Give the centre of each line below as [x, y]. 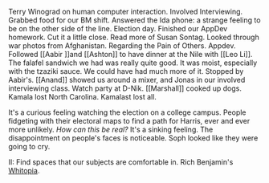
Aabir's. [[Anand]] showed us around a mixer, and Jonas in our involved [127, 80]
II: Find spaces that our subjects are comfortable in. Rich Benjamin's [121, 162]
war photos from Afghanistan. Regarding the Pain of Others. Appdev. [122, 46]
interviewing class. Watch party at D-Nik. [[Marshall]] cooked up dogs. [125, 88]
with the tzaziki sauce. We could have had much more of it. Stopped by [126, 71]
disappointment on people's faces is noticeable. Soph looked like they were [133, 138]
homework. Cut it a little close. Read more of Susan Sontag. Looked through [134, 37]
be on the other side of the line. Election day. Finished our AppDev [118, 28]
